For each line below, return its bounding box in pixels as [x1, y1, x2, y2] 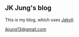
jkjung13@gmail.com [5, 26, 47, 32]
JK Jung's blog [5, 4, 52, 12]
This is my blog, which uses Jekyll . [5, 17, 75, 22]
